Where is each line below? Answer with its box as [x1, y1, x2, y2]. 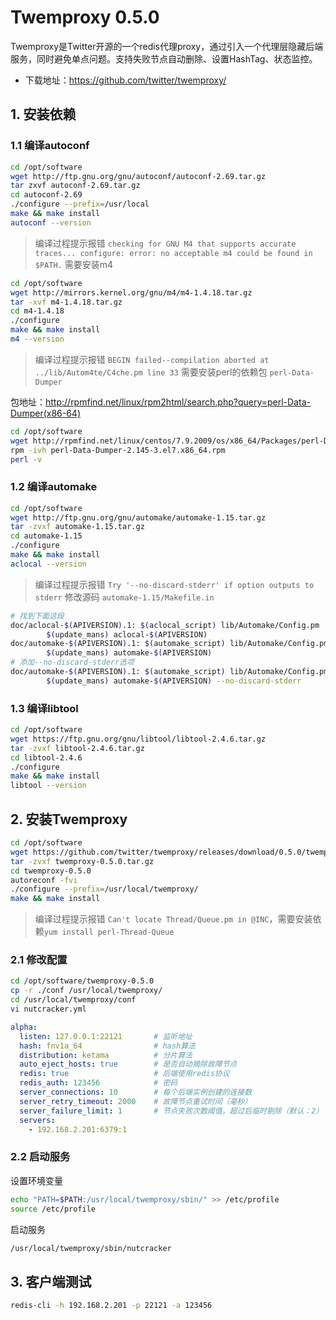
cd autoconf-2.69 [10, 190, 83, 200]
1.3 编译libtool [10, 701, 79, 715]
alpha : [10, 1022, 38, 1032]
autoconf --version [10, 217, 92, 228]
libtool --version [10, 781, 87, 791]
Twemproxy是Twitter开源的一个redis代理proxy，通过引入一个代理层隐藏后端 [10, 40, 324, 52]
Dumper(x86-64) [10, 407, 82, 419]
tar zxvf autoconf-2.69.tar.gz [10, 181, 141, 191]
